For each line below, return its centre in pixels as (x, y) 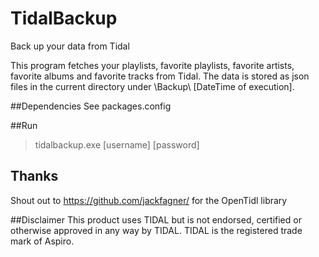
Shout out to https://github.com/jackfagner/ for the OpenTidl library (149, 200)
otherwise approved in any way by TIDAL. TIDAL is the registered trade (156, 230)
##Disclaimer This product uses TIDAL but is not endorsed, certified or (156, 219)
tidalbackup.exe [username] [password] (117, 144)
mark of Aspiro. (42, 241)
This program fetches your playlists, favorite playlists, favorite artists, (152, 65)
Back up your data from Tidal (70, 46)
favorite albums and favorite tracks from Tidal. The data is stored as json (160, 76)
